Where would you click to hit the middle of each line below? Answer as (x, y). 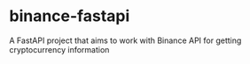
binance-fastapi (70, 16)
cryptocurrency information (59, 49)
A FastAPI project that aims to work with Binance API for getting (125, 40)
